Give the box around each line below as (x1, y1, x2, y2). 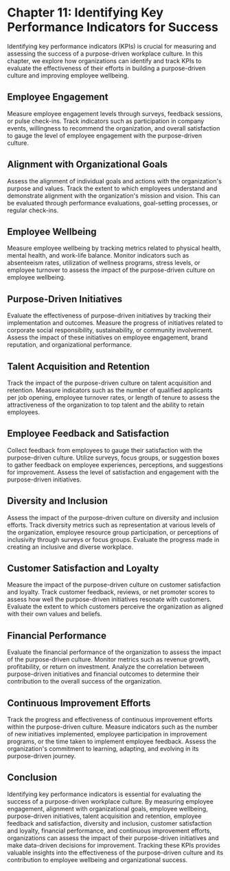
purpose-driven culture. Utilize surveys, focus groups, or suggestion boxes (7, 453, 220, 462)
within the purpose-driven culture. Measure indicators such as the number (7, 723, 218, 731)
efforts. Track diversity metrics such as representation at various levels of (7, 521, 216, 529)
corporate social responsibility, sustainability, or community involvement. (7, 326, 214, 335)
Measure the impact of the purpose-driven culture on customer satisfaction (7, 580, 221, 589)
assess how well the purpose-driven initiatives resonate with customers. (7, 596, 211, 604)
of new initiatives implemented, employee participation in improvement (7, 730, 207, 738)
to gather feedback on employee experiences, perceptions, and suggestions (7, 460, 223, 468)
